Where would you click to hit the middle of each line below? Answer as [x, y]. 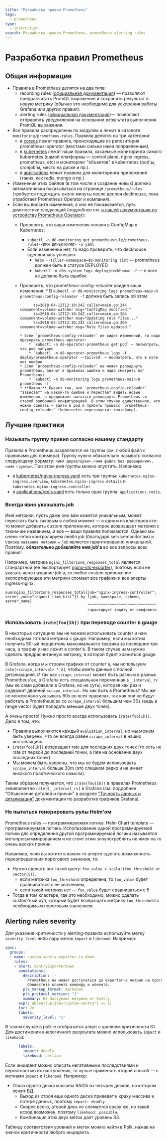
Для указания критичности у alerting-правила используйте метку [75, 933]
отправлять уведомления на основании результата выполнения [88, 120]
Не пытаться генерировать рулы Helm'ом [58, 812]
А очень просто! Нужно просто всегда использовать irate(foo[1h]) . [78, 716]
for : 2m [26, 1008]
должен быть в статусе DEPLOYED [71, 265]
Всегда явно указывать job [40, 504]
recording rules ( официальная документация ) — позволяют [83, 93]
